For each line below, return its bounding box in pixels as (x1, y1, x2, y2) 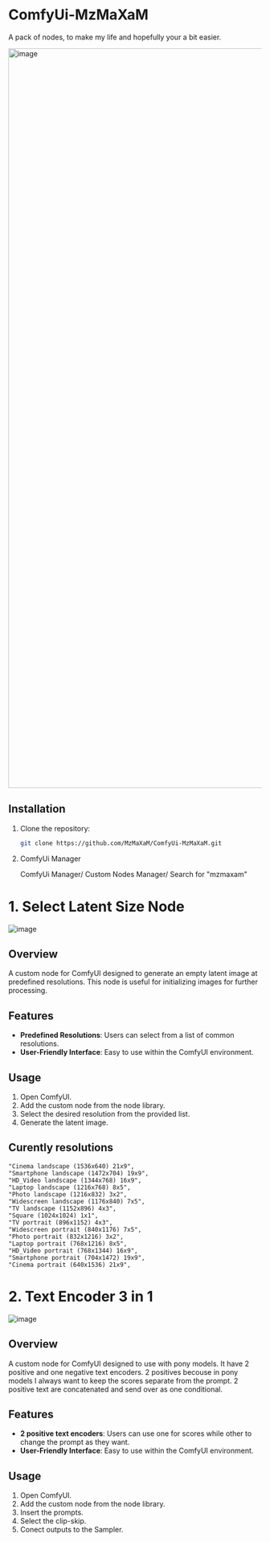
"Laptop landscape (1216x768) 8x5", (8, 1183, 131, 1191)
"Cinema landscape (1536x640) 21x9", (8, 1162, 135, 1171)
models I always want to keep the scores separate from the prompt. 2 (8, 1376, 239, 1385)
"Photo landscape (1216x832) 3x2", (8, 1190, 128, 1199)
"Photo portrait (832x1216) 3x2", (8, 1232, 125, 1241)
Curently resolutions (8, 1141, 114, 1154)
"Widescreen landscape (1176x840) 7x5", (8, 1197, 146, 1205)
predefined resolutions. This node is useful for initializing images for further (8, 977, 259, 986)
